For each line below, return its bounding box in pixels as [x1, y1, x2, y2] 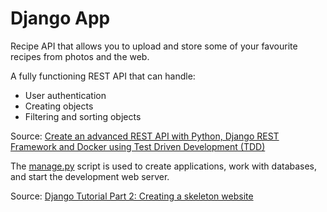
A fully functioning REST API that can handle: [10, 70, 196, 82]
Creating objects [24, 100, 94, 112]
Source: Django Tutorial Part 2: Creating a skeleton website [10, 190, 254, 202]
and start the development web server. [10, 170, 170, 182]
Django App [10, 7, 111, 30]
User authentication [24, 89, 107, 101]
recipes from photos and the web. [10, 50, 150, 62]
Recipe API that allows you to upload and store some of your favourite [10, 40, 298, 52]
